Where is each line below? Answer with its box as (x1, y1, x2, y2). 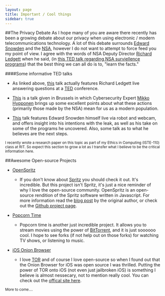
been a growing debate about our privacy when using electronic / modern (5, 35, 155, 41)
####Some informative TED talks (5, 71, 72, 77)
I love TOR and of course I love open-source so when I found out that (19, 257, 160, 263)
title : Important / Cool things (5, 12, 71, 17)
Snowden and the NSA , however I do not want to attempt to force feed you (5, 45, 157, 52)
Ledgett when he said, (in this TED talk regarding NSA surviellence (5, 56, 140, 62)
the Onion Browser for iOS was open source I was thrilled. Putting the (19, 262, 161, 268)
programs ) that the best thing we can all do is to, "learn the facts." (5, 61, 139, 67)
